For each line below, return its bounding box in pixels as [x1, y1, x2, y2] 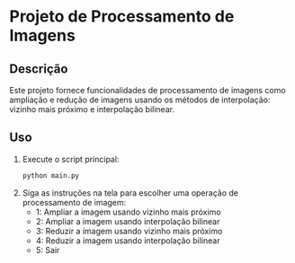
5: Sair [35, 244, 60, 255]
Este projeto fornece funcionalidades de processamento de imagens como [9, 85, 286, 95]
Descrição [9, 61, 68, 76]
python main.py [22, 171, 80, 180]
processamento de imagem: [22, 197, 127, 207]
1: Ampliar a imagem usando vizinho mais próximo [35, 206, 222, 217]
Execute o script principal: [22, 153, 120, 164]
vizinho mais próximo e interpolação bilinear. [9, 104, 175, 114]
